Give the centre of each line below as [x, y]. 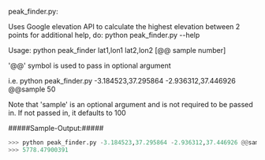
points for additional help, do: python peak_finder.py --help [104, 35]
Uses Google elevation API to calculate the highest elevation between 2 [124, 26]
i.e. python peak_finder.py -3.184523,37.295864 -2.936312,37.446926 [122, 81]
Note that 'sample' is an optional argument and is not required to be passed [131, 104]
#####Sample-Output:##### [56, 128]
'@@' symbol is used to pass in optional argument [90, 65]
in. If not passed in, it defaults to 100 [67, 113]
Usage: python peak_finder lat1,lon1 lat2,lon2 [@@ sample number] [117, 50]
